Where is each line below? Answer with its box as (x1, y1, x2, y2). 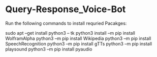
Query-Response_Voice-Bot (5, 4, 126, 15)
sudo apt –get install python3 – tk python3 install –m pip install (5, 30, 136, 36)
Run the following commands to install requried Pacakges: (5, 20, 127, 26)
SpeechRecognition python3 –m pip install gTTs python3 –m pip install (5, 40, 152, 46)
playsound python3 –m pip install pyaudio (5, 46, 92, 52)
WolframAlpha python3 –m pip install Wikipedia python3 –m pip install (5, 35, 151, 41)
